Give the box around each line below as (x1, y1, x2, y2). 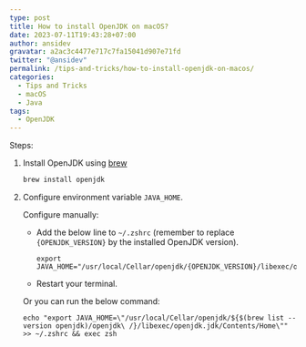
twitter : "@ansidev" (9, 56, 88, 65)
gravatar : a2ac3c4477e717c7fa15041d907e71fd (9, 47, 181, 56)
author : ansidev (9, 38, 71, 48)
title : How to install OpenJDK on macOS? (9, 22, 169, 31)
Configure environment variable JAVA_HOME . (22, 192, 184, 202)
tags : (9, 107, 30, 116)
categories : (9, 73, 55, 82)
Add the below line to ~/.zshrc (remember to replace (36, 227, 235, 238)
